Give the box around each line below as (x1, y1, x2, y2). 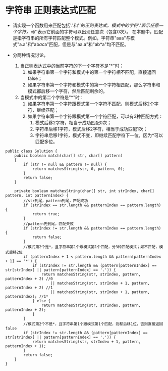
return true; (32, 211, 60, 216)
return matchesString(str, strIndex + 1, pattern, (32, 339, 141, 344)
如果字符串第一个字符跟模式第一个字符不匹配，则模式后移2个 (27, 101, 154, 107)
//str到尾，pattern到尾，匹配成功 (23, 198, 88, 203)
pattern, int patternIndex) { (5, 193, 69, 198)
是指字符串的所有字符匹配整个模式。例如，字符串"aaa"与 (12, 35, 131, 41)
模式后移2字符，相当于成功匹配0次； (35, 119, 112, 125)
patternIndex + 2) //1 (5, 285, 53, 290)
